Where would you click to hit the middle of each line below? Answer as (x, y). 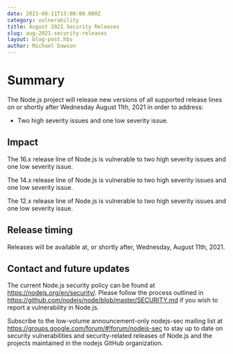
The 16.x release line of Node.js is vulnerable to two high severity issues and (116, 159)
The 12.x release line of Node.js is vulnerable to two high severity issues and (117, 201)
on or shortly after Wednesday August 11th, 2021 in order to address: (105, 107)
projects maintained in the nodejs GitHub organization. (85, 343)
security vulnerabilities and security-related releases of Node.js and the (110, 336)
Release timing (40, 230)
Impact (23, 142)
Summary (36, 80)
